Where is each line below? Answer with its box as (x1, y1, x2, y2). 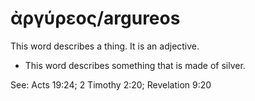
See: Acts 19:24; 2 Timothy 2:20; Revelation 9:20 (10, 78, 212, 91)
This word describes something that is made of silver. (24, 59, 246, 71)
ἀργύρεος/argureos (10, 7, 181, 30)
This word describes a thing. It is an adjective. (10, 40, 200, 52)
